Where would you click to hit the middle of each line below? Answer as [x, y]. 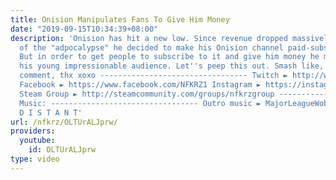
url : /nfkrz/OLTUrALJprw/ [64, 122]
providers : [33, 131]
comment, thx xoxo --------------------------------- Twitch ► [153, 76]
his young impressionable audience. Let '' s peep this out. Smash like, [172, 66]
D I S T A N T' [51, 112]
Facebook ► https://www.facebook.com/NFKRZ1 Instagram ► [140, 85]
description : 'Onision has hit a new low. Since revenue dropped [149, 38]
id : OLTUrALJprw [62, 150]
